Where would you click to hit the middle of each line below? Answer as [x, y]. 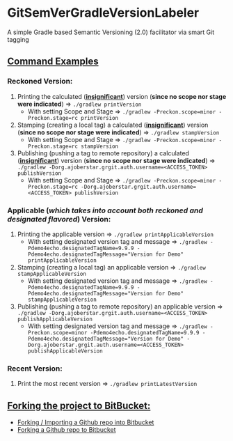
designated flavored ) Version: [59, 219]
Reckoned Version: [40, 82]
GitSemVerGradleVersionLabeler [103, 13]
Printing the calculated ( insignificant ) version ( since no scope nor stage [122, 96]
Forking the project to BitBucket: [79, 405]
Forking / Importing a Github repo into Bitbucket [86, 422]
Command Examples [53, 62]
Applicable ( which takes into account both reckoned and [105, 210]
